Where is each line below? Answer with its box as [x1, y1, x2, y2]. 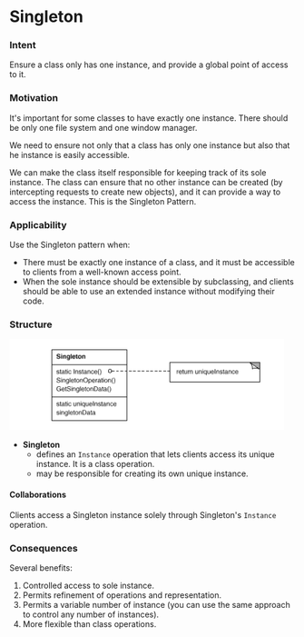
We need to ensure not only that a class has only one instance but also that [9, 139, 290, 151]
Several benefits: [9, 562, 73, 573]
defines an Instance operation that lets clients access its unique [35, 449, 275, 460]
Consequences [9, 542, 79, 554]
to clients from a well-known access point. [22, 266, 181, 278]
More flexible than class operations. [22, 618, 157, 629]
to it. [9, 69, 26, 80]
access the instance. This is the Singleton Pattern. [9, 195, 197, 206]
